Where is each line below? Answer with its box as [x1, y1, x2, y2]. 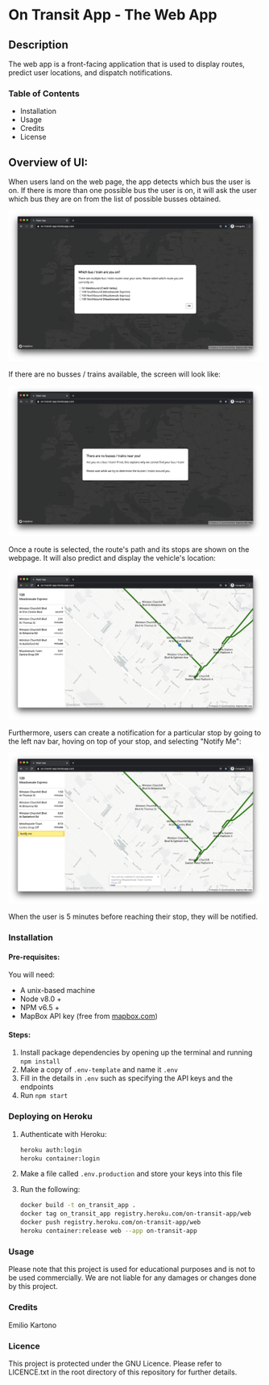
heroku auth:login [19, 1146, 82, 1154]
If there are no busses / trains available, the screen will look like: [8, 369, 221, 379]
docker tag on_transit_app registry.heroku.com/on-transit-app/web [19, 1210, 251, 1218]
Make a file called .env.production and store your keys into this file [19, 1169, 243, 1179]
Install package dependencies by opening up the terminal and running [19, 1048, 253, 1058]
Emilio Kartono [8, 1320, 57, 1330]
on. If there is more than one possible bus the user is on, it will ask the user [8, 186, 258, 196]
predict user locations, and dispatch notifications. [8, 68, 173, 78]
